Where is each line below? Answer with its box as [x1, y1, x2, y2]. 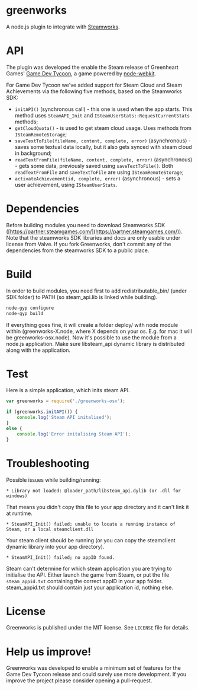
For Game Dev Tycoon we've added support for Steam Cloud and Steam [6, 81, 182, 88]
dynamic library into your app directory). [6, 543, 105, 550]
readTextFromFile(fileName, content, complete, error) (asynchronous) [14, 155, 193, 163]
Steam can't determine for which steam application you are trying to [6, 565, 173, 572]
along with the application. [6, 346, 71, 354]
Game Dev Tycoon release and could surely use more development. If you [6, 671, 187, 678]
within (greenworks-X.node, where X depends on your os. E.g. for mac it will [6, 327, 192, 335]
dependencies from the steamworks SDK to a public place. [6, 247, 150, 254]
